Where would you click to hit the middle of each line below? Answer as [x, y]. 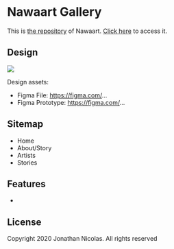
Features [26, 183]
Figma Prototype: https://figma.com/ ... [71, 102]
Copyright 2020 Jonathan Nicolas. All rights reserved [82, 239]
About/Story [34, 147]
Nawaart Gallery [54, 12]
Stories [27, 163]
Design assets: [28, 82]
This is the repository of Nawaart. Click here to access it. [87, 31]
